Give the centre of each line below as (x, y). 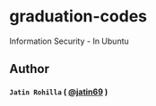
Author (29, 69)
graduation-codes (78, 16)
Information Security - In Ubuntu (69, 41)
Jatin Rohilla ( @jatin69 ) (59, 92)
